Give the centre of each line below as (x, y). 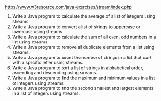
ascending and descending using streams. (54, 73)
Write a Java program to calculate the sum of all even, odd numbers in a (84, 37)
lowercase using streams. (38, 32)
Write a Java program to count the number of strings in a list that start (82, 57)
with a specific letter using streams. (48, 63)
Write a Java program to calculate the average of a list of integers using (83, 16)
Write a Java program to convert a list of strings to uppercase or (76, 27)
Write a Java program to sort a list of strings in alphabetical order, (78, 68)
